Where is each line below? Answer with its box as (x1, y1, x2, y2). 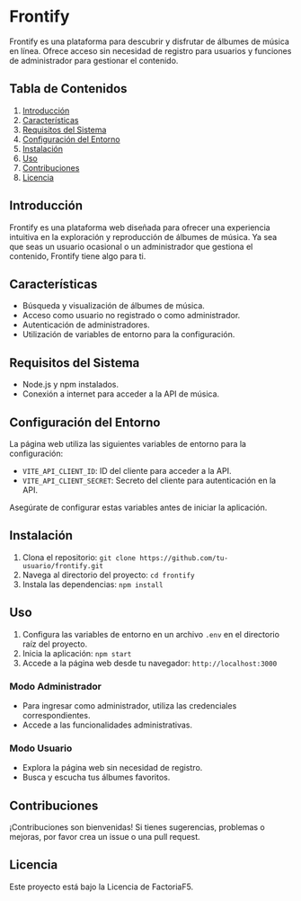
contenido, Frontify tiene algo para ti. (9, 250, 146, 262)
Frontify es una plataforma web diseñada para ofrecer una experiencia (9, 222, 271, 233)
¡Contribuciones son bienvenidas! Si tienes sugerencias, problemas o (9, 822, 265, 833)
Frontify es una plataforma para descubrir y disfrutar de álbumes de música (9, 36, 290, 47)
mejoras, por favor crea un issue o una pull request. (9, 832, 200, 843)
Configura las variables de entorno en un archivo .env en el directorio (22, 629, 280, 639)
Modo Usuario (9, 742, 73, 754)
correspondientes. (22, 709, 91, 720)
